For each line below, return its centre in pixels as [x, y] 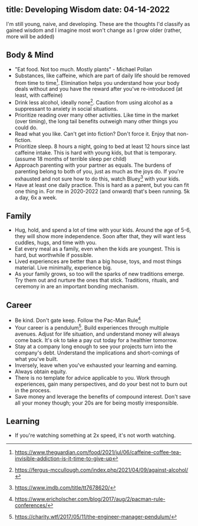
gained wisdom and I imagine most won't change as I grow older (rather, [94, 30]
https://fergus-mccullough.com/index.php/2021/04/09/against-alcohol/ [101, 470]
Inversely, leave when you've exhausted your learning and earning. [96, 365]
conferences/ [31, 505]
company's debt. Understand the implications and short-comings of [97, 353]
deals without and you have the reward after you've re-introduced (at [98, 89]
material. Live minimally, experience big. [63, 268]
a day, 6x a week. [36, 198]
